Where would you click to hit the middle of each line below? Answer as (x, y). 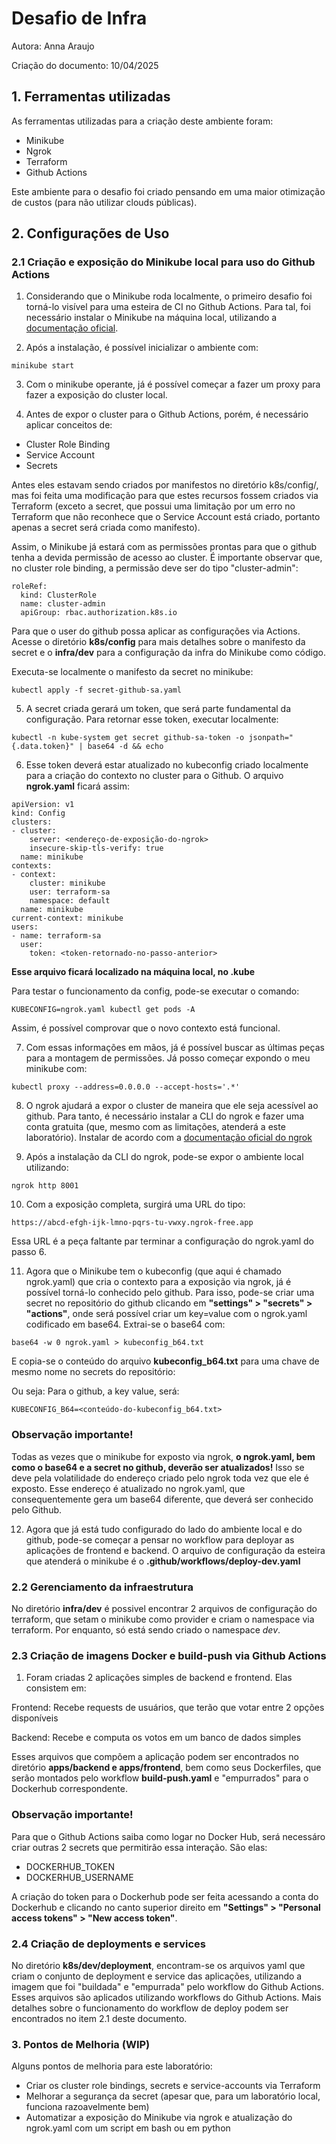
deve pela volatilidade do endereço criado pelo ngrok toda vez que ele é (160, 1478)
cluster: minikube (67, 883)
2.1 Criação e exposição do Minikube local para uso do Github (163, 262)
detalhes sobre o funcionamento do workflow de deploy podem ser (150, 2008)
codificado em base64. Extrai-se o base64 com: (125, 1324)
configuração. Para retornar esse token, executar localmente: (152, 719)
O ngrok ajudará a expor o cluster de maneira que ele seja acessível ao (172, 1106)
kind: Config (38, 813)
